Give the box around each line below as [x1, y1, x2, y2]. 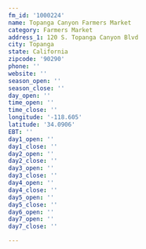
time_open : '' [8, 99, 55, 106]
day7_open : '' [8, 215, 55, 223]
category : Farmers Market [8, 26, 93, 34]
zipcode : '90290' [8, 56, 65, 63]
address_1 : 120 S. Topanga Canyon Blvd [8, 33, 139, 41]
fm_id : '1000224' [8, 11, 65, 20]
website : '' [8, 70, 47, 78]
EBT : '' [8, 128, 34, 135]
